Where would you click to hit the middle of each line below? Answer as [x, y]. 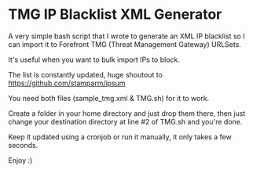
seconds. [23, 145]
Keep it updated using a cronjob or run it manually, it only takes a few [120, 137]
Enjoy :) [20, 160]
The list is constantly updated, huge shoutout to [85, 74]
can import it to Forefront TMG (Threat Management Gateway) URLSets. [125, 44]
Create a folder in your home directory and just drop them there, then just [127, 113]
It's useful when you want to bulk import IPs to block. [94, 59]
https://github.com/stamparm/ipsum [67, 83]
